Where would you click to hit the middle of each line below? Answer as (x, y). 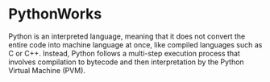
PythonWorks (55, 14)
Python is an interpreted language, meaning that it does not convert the (127, 36)
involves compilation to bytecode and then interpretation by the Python (126, 62)
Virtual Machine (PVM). (47, 70)
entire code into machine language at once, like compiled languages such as (135, 44)
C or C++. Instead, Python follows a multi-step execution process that (124, 53)
